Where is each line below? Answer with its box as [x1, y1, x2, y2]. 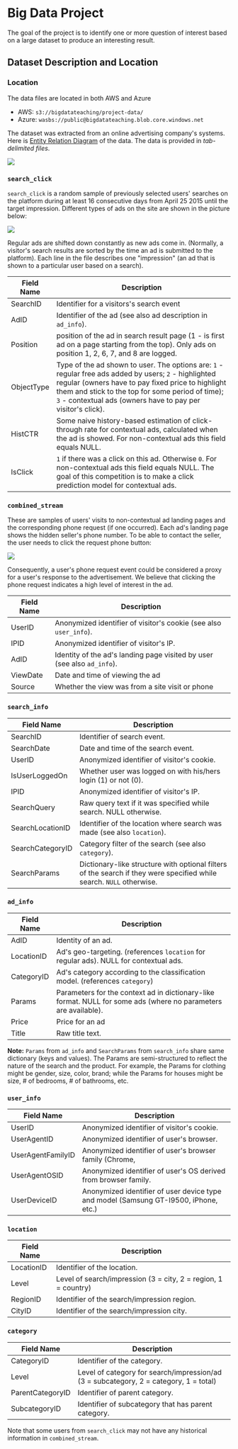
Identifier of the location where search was [79, 818, 222, 828]
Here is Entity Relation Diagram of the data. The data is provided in [7, 136, 202, 144]
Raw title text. [56, 1028, 101, 1038]
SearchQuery [11, 802, 55, 812]
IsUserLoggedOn [11, 771, 68, 780]
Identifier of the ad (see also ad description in [56, 310, 208, 320]
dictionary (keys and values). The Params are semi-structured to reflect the [7, 1054, 227, 1062]
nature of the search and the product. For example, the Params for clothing [7, 1061, 227, 1070]
